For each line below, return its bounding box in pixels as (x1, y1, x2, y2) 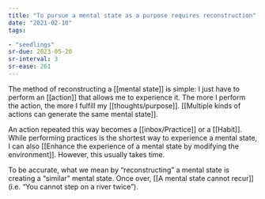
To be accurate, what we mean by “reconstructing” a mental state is (8, 165, 229, 175)
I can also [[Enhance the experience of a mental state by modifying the (8, 141, 240, 151)
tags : (8, 26, 26, 34)
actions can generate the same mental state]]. (8, 109, 158, 118)
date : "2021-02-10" (8, 19, 73, 27)
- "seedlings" (8, 40, 55, 48)
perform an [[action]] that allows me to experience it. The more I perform (8, 92, 246, 102)
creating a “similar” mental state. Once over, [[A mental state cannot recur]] (8, 173, 255, 182)
